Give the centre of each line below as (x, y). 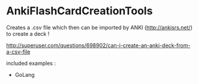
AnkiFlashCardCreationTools (79, 11)
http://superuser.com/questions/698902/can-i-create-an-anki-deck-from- (98, 45)
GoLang (25, 74)
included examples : (31, 63)
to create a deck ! (28, 33)
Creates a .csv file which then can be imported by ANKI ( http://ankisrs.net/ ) (100, 27)
